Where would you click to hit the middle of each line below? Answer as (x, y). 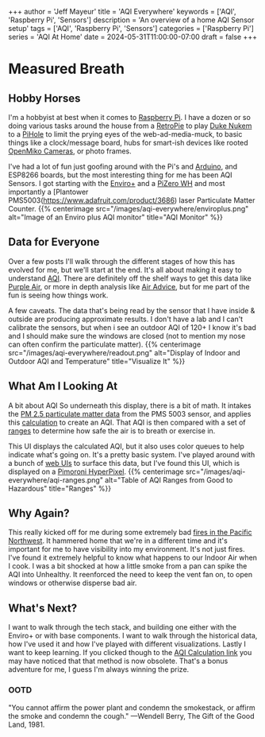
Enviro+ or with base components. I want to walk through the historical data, (133, 636)
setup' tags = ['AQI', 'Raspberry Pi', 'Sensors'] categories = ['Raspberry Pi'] (131, 28)
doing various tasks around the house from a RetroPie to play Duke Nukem (130, 126)
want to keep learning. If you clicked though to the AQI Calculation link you (130, 653)
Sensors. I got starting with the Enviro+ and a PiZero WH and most (117, 183)
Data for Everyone (54, 242)
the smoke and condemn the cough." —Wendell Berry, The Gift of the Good (132, 716)
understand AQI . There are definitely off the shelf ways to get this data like (130, 278)
